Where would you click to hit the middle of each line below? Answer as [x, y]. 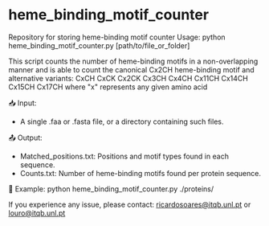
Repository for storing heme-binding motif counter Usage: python [117, 37]
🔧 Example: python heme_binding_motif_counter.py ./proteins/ [111, 189]
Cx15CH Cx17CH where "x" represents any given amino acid [108, 87]
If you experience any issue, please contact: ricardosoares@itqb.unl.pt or [130, 204]
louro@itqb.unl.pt [37, 213]
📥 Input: [22, 103]
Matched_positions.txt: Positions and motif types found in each [124, 156]
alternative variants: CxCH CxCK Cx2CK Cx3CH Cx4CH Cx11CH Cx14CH [128, 78]
